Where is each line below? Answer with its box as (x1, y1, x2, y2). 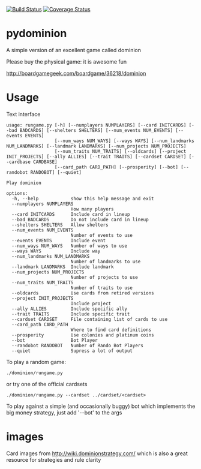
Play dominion (6, 180, 42, 186)
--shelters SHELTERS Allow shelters (11, 222, 109, 228)
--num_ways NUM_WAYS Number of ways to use (11, 243, 128, 249)
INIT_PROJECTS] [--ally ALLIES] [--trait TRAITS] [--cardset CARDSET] (6, 154, 187, 160)
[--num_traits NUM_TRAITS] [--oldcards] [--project (54, 148, 187, 154)
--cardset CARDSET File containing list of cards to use (11, 316, 168, 322)
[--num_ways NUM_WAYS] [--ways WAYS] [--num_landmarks (54, 138, 195, 144)
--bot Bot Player (11, 337, 98, 343)
